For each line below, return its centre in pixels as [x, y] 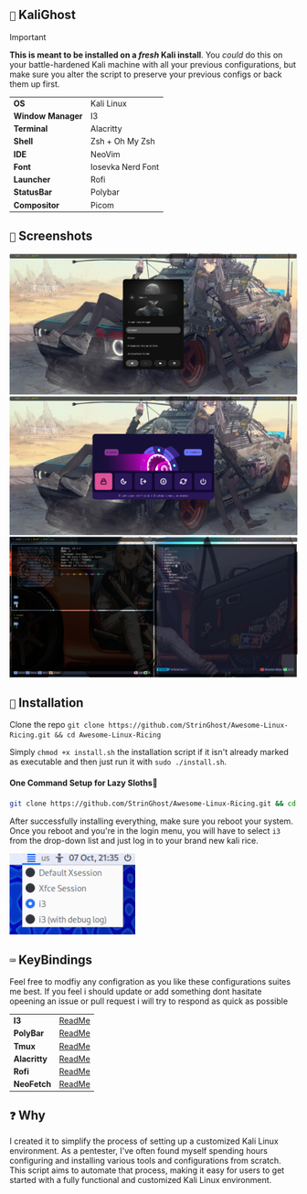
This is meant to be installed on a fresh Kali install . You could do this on [146, 55]
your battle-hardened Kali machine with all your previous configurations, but [153, 64]
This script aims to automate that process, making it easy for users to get [147, 1170]
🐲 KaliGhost [42, 15]
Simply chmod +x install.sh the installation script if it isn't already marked [149, 752]
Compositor [37, 205]
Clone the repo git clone [57, 725]
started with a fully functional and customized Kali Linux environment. [141, 1179]
